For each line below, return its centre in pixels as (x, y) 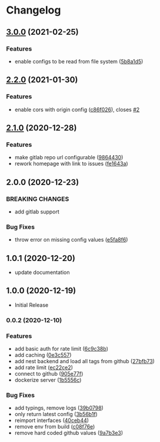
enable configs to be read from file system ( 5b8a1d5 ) (79, 61)
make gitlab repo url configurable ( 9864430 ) (69, 158)
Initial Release (31, 305)
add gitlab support (37, 212)
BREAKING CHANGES (38, 199)
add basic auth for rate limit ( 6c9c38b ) (61, 349)
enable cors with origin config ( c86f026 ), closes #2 (77, 109)
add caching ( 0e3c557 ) (43, 355)
